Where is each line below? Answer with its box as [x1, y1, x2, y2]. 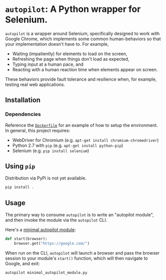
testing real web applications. [5, 81, 65, 88]
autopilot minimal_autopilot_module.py [5, 270, 88, 275]
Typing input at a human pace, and [12, 61, 84, 67]
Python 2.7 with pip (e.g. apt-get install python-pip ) [12, 142, 123, 148]
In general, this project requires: [5, 127, 70, 133]
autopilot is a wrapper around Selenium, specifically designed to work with [5, 30, 160, 36]
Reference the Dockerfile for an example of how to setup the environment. [5, 122, 158, 128]
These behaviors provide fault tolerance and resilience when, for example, [5, 76, 157, 82]
